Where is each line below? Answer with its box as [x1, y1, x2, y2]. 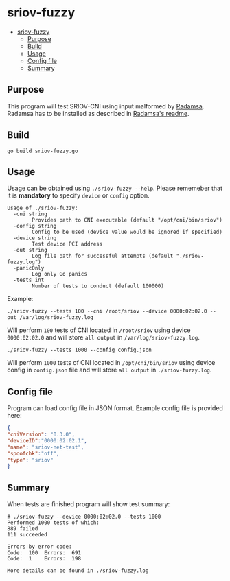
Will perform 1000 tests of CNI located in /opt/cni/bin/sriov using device [7, 359, 216, 367]
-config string [13, 223, 57, 230]
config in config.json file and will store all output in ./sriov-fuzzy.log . [7, 366, 212, 375]
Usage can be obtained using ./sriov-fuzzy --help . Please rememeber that [7, 184, 223, 193]
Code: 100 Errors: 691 [7, 549, 81, 556]
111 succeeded [7, 532, 48, 538]
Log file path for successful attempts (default [32, 252, 174, 260]
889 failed [7, 525, 38, 532]
